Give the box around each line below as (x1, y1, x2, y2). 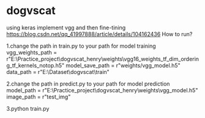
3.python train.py (6, 105, 50, 112)
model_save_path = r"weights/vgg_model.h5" (65, 62, 181, 69)
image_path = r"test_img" (6, 93, 71, 100)
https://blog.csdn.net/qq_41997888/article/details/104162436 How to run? (6, 30, 193, 37)
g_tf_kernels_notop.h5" (6, 62, 65, 69)
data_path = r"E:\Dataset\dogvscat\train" (6, 68, 110, 75)
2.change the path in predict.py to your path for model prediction (6, 80, 170, 87)
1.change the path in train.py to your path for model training (6, 42, 156, 50)
